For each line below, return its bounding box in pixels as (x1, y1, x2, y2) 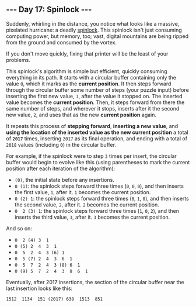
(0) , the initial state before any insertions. (14, 176, 115, 183)
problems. (6, 56, 30, 63)
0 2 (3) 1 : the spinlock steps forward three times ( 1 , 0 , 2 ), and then (14, 207, 180, 214)
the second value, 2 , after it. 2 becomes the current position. (14, 201, 159, 208)
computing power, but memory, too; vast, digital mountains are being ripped (6, 32, 188, 40)
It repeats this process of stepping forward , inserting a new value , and (6, 122, 178, 129)
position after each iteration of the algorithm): (6, 165, 116, 172)
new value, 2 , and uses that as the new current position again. (6, 111, 156, 118)
